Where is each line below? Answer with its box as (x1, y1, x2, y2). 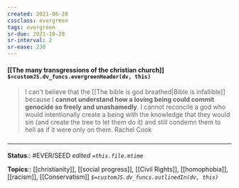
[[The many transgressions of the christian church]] (7, 66, 165, 74)
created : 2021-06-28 (7, 10, 69, 18)
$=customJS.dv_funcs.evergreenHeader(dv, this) (7, 73, 152, 80)
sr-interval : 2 (7, 37, 53, 44)
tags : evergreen (7, 23, 55, 31)
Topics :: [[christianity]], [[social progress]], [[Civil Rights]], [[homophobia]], (7, 164, 229, 173)
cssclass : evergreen (7, 17, 69, 24)
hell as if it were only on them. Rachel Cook (24, 125, 152, 134)
